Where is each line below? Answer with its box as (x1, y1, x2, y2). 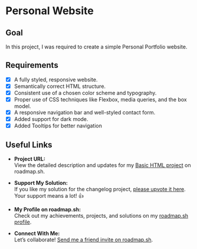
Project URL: (14, 155, 45, 163)
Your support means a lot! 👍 (14, 192, 84, 199)
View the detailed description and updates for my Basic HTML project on (14, 162, 191, 169)
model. (14, 103, 31, 110)
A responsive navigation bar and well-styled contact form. (14, 109, 156, 116)
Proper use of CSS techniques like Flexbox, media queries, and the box (14, 96, 187, 103)
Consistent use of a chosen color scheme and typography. (14, 89, 157, 96)
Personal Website (5, 4, 94, 18)
